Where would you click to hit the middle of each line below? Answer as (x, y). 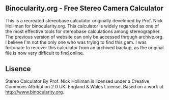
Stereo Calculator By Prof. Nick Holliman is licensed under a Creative (77, 81)
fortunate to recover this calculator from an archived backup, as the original (84, 47)
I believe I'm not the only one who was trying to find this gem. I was (76, 42)
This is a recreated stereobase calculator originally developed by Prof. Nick (84, 20)
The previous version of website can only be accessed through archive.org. (84, 37)
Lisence (18, 69)
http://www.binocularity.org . (35, 92)
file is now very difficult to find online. (45, 53)
